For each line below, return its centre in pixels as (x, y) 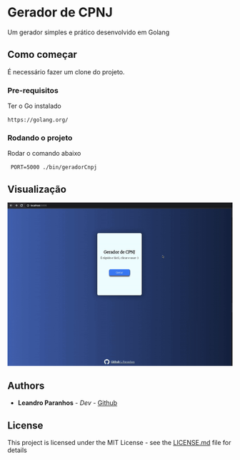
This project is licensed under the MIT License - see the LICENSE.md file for (119, 443)
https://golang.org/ (38, 120)
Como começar (42, 55)
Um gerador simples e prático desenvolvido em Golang (89, 32)
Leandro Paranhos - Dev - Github (67, 403)
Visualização (37, 189)
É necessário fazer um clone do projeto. (66, 71)
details (17, 450)
